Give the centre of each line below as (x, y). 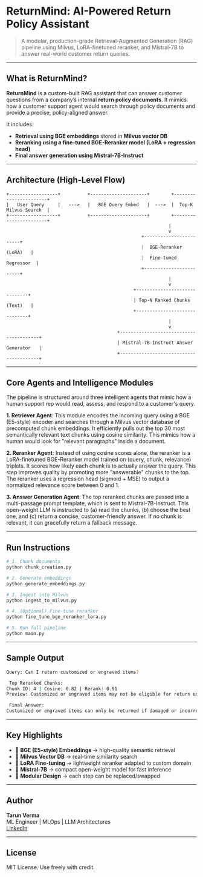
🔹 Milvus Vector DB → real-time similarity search (76, 756)
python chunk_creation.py (39, 567)
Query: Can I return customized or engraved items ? (72, 672)
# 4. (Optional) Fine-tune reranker (52, 611)
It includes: (20, 124)
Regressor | (23, 263)
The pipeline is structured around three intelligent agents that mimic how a (99, 397)
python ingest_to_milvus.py (42, 600)
